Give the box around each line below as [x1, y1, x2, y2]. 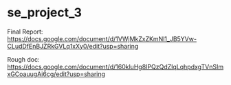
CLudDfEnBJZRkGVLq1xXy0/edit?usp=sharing [7, 42, 139, 50]
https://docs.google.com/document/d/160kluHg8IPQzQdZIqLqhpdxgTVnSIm [7, 62, 224, 71]
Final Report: [7, 27, 43, 36]
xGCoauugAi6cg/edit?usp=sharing [7, 70, 105, 78]
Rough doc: [7, 55, 40, 63]
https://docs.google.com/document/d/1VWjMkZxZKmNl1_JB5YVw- [7, 34, 197, 42]
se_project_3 [7, 5, 82, 21]
